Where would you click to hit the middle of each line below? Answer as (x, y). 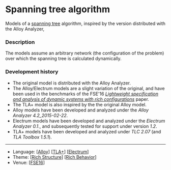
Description (20, 42)
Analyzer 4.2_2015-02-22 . (40, 115)
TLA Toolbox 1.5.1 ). (32, 137)
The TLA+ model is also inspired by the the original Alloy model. (79, 104)
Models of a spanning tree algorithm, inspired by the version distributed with (85, 23)
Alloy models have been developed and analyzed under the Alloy (81, 110)
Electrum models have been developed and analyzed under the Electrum (89, 121)
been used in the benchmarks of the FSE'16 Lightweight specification (85, 94)
